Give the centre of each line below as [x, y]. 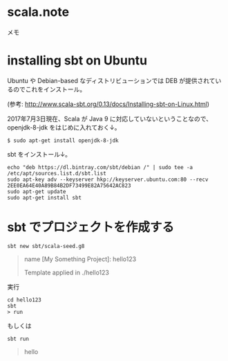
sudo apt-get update [37, 191]
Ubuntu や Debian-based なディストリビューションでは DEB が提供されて [111, 80]
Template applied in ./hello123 [66, 272]
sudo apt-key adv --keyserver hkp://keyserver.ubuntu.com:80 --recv [108, 179]
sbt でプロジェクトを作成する [91, 228]
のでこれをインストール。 [49, 89]
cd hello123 [24, 300]
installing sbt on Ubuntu [77, 61]
